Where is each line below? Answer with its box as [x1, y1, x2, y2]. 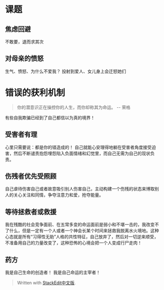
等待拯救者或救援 [5, 207, 57, 216]
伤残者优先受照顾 [5, 172, 57, 180]
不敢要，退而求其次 [5, 39, 44, 44]
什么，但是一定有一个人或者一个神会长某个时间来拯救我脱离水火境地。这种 [9, 228, 159, 234]
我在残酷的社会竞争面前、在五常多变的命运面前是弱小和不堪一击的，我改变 [5, 222, 155, 228]
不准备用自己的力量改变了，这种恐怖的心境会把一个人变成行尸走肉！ [5, 240, 142, 246]
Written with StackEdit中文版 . [17, 280, 76, 286]
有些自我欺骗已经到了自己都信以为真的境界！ [5, 115, 95, 121]
